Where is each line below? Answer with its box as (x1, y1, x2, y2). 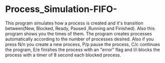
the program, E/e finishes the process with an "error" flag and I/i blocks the (5, 46, 160, 52)
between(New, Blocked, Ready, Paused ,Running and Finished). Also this (5, 25, 155, 31)
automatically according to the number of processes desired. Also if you (5, 36, 154, 42)
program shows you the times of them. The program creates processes (5, 30, 152, 36)
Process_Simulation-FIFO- (5, 3, 117, 15)
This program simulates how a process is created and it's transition (5, 20, 143, 26)
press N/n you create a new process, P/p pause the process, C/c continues (5, 41, 160, 47)
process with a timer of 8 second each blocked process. (5, 51, 121, 58)
